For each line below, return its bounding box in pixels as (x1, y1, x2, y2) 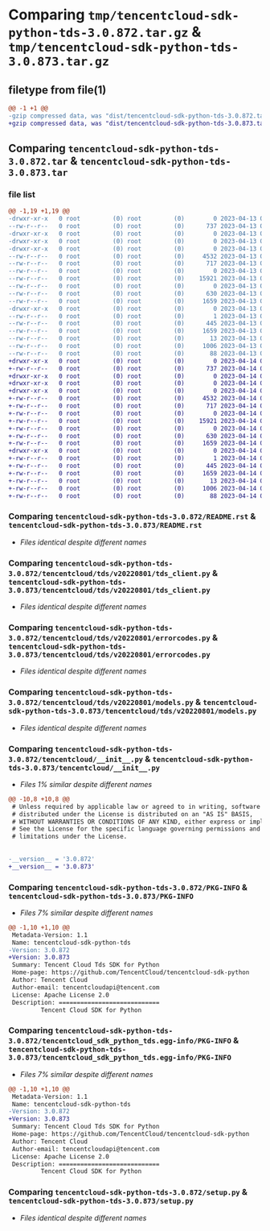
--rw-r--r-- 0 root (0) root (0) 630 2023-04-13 (8, 289, 257, 297)
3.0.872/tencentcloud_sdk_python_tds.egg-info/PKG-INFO (8, 1037, 231, 1046)
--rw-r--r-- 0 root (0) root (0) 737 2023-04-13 (8, 222, 257, 230)
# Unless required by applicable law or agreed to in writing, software (11, 802, 261, 810)
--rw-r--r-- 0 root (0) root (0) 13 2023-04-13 (8, 334, 257, 343)
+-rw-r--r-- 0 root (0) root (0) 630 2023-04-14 (8, 432, 257, 440)
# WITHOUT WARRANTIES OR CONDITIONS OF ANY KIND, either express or (11, 818, 247, 826)
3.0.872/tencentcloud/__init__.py (8, 755, 143, 764)
